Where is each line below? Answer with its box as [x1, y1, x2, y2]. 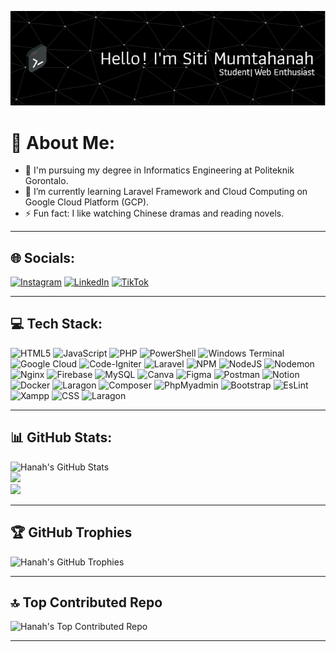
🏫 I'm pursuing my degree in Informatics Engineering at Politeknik [24, 164, 295, 176]
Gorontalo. [24, 175, 69, 187]
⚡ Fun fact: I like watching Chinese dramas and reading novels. [24, 207, 285, 220]
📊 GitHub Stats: [10, 429, 113, 446]
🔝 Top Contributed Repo [10, 594, 163, 611]
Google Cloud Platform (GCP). [24, 196, 150, 208]
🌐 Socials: [10, 249, 76, 266]
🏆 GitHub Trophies [10, 524, 133, 541]
